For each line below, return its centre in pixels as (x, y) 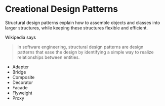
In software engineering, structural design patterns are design (80, 47)
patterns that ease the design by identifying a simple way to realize (85, 52)
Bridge (19, 72)
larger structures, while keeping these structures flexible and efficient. (77, 27)
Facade (20, 87)
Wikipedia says (21, 37)
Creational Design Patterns (62, 9)
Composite (23, 77)
